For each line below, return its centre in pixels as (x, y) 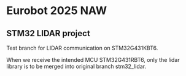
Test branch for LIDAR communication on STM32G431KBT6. (82, 48)
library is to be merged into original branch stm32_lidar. (76, 66)
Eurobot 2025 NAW (57, 11)
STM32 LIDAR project (48, 33)
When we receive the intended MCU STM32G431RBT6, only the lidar (93, 60)
